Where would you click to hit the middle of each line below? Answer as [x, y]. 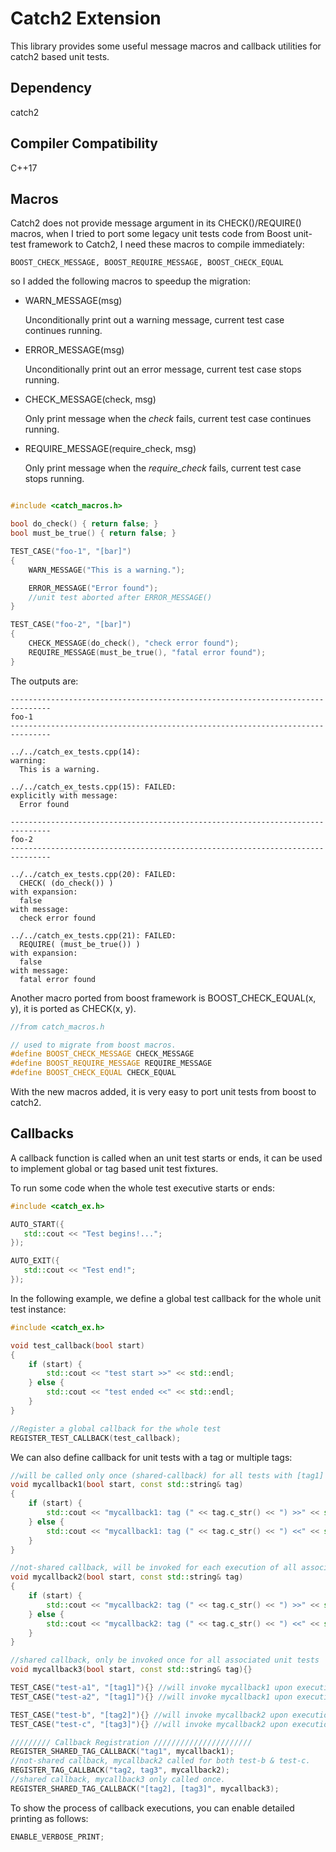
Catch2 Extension [86, 18]
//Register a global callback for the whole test [116, 1428]
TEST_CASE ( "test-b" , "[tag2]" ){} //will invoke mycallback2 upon [149, 1715]
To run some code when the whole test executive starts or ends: [142, 1188]
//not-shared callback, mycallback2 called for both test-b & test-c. [160, 1761]
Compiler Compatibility [84, 143]
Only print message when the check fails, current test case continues [168, 419]
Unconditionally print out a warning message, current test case [154, 320]
